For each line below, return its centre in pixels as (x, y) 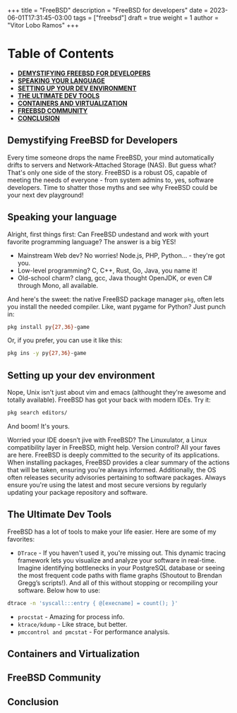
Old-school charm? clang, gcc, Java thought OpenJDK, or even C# (115, 277)
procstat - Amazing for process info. (71, 616)
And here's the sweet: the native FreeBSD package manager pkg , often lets (116, 299)
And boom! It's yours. (39, 426)
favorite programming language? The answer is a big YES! (92, 241)
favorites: (21, 539)
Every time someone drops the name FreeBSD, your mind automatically (111, 157)
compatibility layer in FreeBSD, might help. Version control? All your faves (114, 447)
